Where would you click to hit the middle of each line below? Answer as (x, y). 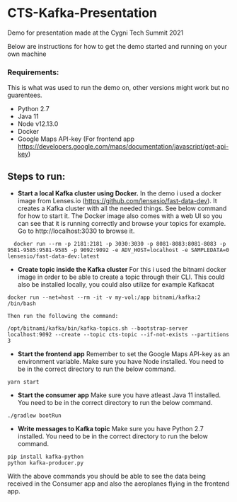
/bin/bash (22, 304)
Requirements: (33, 72)
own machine (27, 54)
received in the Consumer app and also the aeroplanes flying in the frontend (118, 484)
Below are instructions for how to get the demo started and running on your (117, 46)
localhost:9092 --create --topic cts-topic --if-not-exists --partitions (118, 335)
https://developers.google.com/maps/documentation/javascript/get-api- (123, 147)
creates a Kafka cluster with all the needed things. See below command (122, 209)
